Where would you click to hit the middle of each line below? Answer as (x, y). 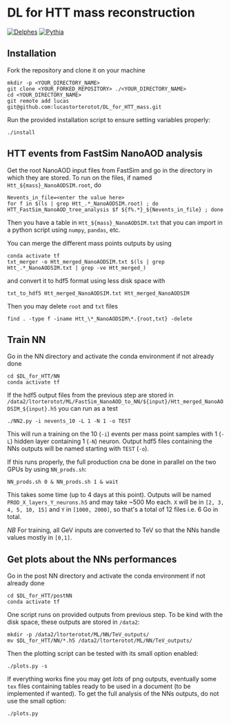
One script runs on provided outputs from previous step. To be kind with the (115, 615)
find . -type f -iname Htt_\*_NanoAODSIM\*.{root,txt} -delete (100, 319)
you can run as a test (88, 409)
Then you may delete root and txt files (63, 306)
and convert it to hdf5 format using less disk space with (86, 280)
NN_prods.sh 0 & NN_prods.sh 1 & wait (63, 482)
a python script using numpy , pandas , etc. (64, 230)
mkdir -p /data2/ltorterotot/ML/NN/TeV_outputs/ (78, 635)
